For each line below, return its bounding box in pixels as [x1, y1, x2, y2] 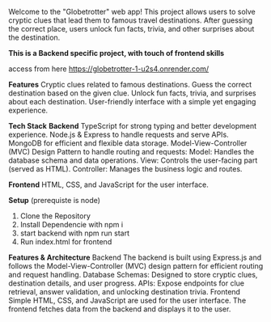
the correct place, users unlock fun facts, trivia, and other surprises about [8, 24, 255, 33]
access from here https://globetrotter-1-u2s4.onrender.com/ [8, 64, 210, 74]
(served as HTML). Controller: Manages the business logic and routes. [8, 164, 243, 173]
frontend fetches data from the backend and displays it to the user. [8, 304, 231, 314]
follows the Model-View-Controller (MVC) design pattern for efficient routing [8, 261, 264, 270]
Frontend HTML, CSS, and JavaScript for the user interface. [8, 180, 209, 189]
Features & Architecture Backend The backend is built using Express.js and [8, 252, 262, 262]
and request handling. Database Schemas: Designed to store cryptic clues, [8, 270, 258, 279]
